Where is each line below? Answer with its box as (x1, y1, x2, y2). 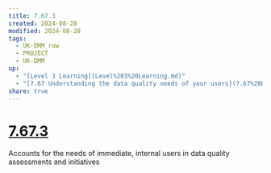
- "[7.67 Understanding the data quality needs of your (15, 79, 207, 87)
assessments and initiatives (8, 157, 100, 167)
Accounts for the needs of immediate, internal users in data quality (8, 149, 230, 158)
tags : (8, 34, 27, 43)
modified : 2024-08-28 (8, 27, 81, 35)
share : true (8, 86, 48, 95)
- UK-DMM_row (15, 42, 60, 50)
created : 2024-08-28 (8, 19, 78, 27)
